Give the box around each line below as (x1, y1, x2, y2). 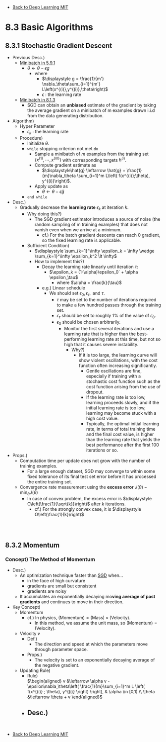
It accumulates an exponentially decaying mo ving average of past (19, 594, 156, 600)
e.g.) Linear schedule (42, 285, 86, 291)
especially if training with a (86, 373, 141, 379)
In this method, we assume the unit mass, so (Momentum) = (34, 620, 158, 626)
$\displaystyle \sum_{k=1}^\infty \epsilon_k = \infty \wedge (34, 248, 155, 254)
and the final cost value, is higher (86, 431, 154, 437)
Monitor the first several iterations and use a (64, 325, 155, 331)
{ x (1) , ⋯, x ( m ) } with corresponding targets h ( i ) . (34, 156, 126, 163)
